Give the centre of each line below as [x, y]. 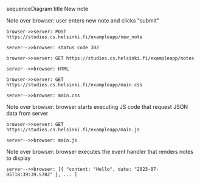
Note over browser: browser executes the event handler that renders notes [100, 152]
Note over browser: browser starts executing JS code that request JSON [97, 107]
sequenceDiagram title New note [47, 9]
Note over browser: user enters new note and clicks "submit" [83, 20]
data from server [27, 113]
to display [19, 158]
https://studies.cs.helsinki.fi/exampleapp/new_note [74, 37]
